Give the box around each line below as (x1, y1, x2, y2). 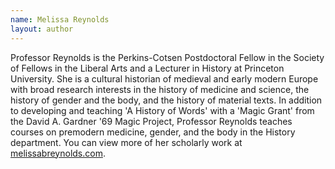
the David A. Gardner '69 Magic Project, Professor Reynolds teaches (10, 115, 293, 127)
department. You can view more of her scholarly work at (10, 136, 243, 148)
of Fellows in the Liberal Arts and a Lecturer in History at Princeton (10, 62, 285, 74)
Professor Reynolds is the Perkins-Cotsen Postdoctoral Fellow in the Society (10, 51, 325, 63)
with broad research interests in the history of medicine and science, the (10, 83, 310, 95)
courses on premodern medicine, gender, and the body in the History (10, 126, 296, 138)
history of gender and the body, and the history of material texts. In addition (10, 94, 323, 106)
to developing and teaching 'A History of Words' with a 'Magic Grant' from (10, 104, 315, 116)
